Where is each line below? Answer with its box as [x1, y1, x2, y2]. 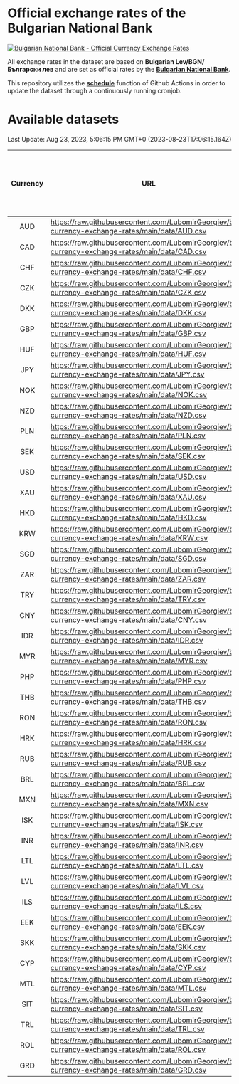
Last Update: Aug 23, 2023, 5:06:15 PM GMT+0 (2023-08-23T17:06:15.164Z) [7, 135, 232, 143]
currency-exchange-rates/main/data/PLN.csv [50, 431, 206, 441]
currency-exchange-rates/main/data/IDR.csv [50, 635, 203, 645]
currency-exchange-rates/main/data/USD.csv [50, 471, 207, 481]
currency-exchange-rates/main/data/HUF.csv [50, 349, 206, 359]
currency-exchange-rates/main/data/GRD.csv [50, 1065, 207, 1075]
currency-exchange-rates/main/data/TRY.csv [50, 594, 206, 604]
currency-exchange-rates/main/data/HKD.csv [50, 512, 207, 522]
